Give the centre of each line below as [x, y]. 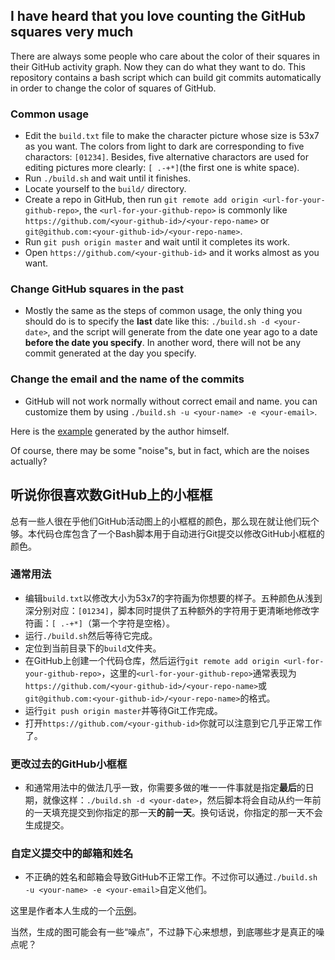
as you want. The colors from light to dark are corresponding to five [164, 146]
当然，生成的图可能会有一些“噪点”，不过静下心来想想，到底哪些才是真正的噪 [167, 932]
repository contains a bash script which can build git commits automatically [166, 77]
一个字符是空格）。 [137, 623]
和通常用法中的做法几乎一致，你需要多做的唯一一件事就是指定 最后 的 [165, 788]
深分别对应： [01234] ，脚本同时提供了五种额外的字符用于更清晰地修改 [167, 610]
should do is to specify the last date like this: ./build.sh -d [147, 321]
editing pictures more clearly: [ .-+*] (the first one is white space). [162, 168]
